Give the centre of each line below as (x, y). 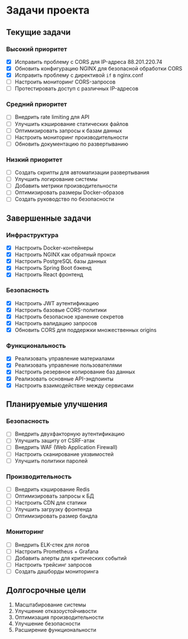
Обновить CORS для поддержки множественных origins (85, 330)
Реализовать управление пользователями (68, 365)
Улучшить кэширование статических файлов (72, 124)
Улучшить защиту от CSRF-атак (55, 441)
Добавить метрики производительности (66, 186)
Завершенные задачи (49, 218)
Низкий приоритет (34, 159)
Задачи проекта (48, 10)
